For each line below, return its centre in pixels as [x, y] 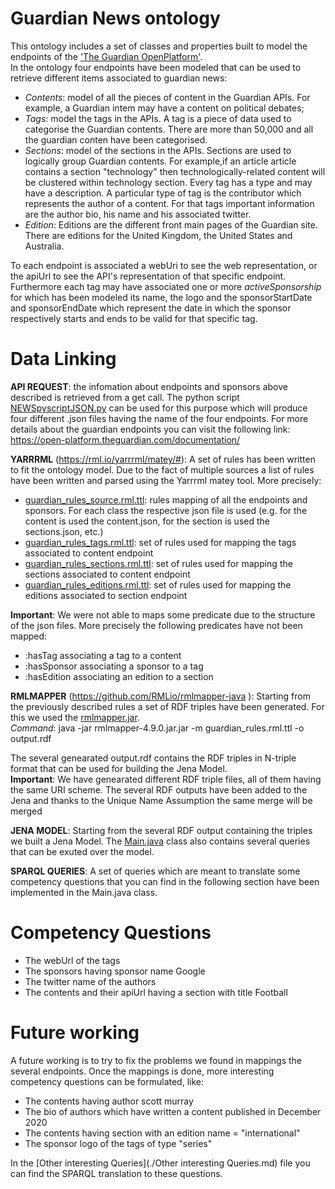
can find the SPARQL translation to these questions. [116, 1173]
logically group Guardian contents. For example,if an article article [160, 161]
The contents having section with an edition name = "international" [162, 1133]
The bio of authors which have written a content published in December [173, 1111]
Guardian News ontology [115, 18]
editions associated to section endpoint [106, 595]
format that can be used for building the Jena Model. [119, 768]
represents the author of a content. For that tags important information [169, 203]
